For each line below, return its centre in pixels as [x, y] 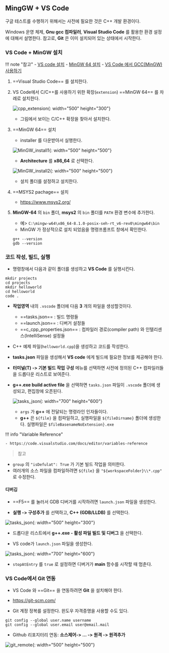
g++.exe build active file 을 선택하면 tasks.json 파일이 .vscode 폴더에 [84, 385]
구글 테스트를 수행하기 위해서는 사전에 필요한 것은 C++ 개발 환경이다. [73, 21]
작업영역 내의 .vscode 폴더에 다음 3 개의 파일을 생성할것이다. [72, 306]
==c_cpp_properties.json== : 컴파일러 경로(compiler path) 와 [82, 329]
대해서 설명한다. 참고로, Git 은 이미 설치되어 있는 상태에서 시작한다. [76, 38]
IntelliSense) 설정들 [46, 336]
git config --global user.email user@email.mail [57, 625]
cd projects [18, 283]
